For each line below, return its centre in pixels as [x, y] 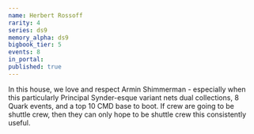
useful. [19, 122]
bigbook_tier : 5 [35, 45]
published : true [35, 67]
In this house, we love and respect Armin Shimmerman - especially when [127, 89]
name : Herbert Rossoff [45, 15]
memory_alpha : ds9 [38, 37]
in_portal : [26, 60]
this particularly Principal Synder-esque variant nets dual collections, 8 [124, 97]
